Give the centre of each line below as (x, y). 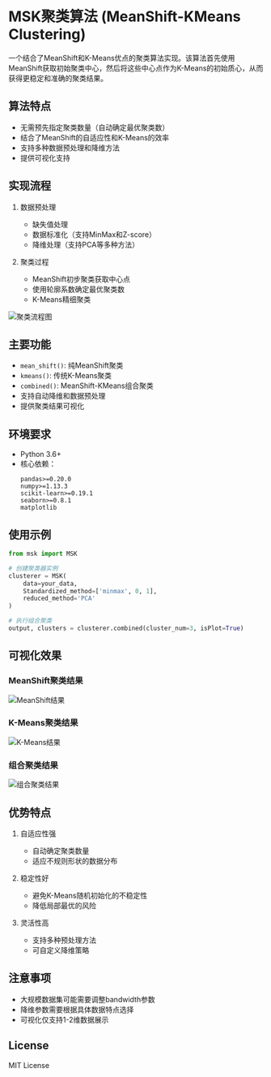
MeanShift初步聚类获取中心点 (81, 279)
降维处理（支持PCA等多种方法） (86, 244)
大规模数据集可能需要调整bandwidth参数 (87, 999)
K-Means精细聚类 (61, 299)
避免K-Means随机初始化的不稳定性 (90, 895)
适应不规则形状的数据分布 (75, 860)
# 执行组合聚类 (30, 621)
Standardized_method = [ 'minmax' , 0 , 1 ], (90, 591)
